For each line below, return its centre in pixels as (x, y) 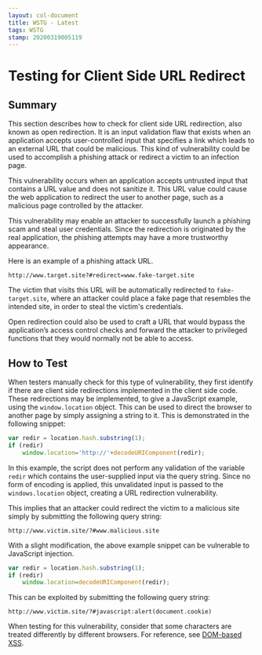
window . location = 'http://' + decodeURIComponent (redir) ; (114, 453)
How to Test (38, 363)
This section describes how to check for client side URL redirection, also (125, 124)
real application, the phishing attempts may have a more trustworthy (118, 238)
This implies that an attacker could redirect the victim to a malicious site (124, 508)
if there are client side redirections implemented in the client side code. (123, 391)
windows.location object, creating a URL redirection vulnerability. (113, 493)
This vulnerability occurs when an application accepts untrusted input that (128, 180)
